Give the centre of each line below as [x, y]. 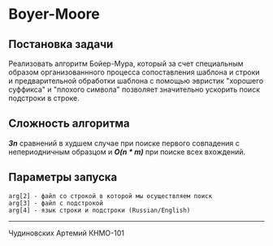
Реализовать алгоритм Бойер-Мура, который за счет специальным [126, 63]
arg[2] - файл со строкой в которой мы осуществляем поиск [110, 196]
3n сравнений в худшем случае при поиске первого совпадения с [124, 143]
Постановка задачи [61, 44]
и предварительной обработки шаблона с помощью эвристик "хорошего [136, 81]
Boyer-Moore [54, 14]
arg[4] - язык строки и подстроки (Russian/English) [100, 210]
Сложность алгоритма [69, 124]
